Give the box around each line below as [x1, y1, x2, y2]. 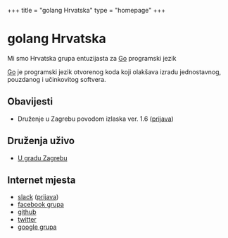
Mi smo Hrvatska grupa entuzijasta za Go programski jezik [7, 54, 177, 62]
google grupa [17, 222, 57, 232]
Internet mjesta [7, 174, 76, 186]
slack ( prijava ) [17, 193, 59, 201]
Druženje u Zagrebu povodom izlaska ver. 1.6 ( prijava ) [17, 114, 174, 123]
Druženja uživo [7, 135, 75, 147]
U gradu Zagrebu [17, 153, 68, 162]
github [17, 208, 37, 216]
